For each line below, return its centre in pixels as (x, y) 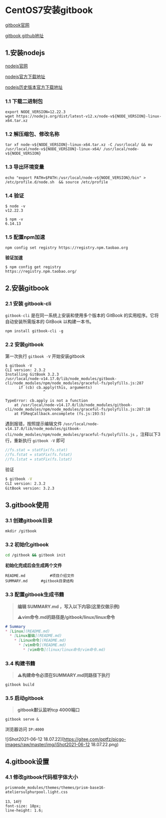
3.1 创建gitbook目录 (29, 520)
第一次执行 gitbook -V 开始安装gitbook (45, 356)
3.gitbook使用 (27, 505)
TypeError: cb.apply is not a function (47, 401)
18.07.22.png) (105, 745)
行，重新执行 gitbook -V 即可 (35, 440)
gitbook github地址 (24, 35)
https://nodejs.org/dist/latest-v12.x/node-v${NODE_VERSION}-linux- (89, 116)
